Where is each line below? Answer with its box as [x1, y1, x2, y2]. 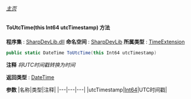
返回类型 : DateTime [6, 73, 55, 81]
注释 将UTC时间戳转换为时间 [6, 61, 75, 68]
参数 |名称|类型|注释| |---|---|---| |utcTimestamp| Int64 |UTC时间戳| [6, 86, 167, 93]
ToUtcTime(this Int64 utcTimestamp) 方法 [6, 24, 110, 31]
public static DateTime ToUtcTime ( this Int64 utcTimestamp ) [6, 50, 157, 56]
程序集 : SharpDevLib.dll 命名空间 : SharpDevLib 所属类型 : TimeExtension [6, 38, 185, 45]
